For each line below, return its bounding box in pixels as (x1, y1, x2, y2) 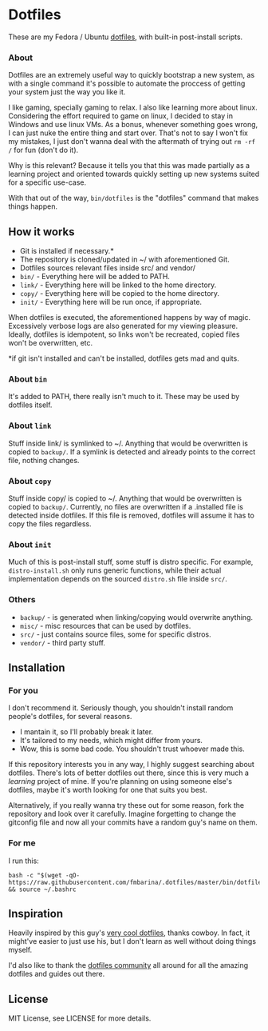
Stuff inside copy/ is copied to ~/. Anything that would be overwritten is (8, 494, 242, 503)
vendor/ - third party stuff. (19, 637, 106, 647)
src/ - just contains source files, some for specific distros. (19, 629, 211, 639)
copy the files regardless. (8, 518, 92, 529)
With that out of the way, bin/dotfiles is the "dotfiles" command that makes (8, 194, 259, 203)
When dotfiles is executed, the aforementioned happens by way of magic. (8, 313, 251, 322)
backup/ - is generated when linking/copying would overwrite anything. (19, 612, 254, 621)
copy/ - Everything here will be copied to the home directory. (19, 289, 220, 298)
